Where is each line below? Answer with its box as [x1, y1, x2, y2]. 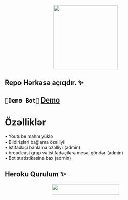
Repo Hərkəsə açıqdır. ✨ [5, 78, 84, 87]
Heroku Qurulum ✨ [5, 170, 66, 179]
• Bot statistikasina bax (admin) [5, 155, 71, 161]
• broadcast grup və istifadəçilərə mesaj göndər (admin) [5, 149, 123, 156]
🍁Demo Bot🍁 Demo [5, 95, 60, 105]
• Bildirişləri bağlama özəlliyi [5, 138, 65, 145]
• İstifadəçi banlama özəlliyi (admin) [5, 144, 80, 150]
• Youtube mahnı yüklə [5, 133, 53, 139]
